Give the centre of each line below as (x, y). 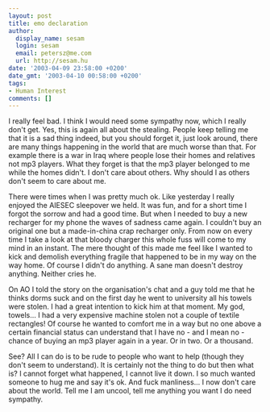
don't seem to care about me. (57, 181)
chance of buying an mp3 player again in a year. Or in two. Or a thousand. (131, 341)
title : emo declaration (48, 23)
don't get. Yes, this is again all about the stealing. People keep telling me (128, 130)
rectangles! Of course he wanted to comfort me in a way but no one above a (135, 324)
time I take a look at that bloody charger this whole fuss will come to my (127, 239)
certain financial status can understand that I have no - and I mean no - (127, 332)
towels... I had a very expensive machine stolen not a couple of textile (124, 315)
